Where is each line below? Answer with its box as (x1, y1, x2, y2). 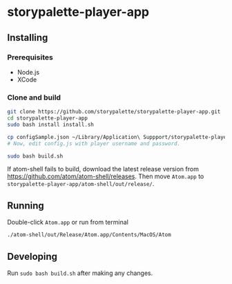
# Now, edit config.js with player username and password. (7, 140, 181, 147)
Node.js (17, 68, 40, 76)
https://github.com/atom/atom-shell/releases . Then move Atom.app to (7, 172, 204, 180)
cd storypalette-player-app (7, 115, 88, 122)
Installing (7, 32, 48, 44)
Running (7, 200, 45, 211)
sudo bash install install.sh (7, 121, 95, 128)
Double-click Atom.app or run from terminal (7, 218, 129, 227)
